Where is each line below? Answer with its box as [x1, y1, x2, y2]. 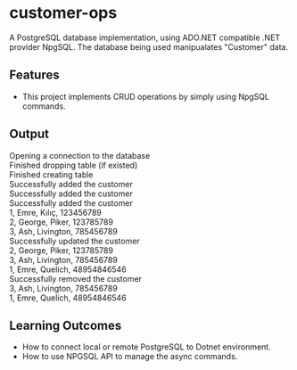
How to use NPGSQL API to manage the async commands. [21, 351, 238, 362]
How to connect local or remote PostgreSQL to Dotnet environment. [21, 341, 271, 352]
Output [9, 127, 49, 142]
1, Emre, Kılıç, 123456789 [9, 207, 103, 218]
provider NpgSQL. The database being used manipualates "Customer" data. [9, 41, 288, 52]
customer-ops [9, 3, 118, 23]
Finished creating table [9, 169, 94, 180]
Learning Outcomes [9, 317, 122, 333]
